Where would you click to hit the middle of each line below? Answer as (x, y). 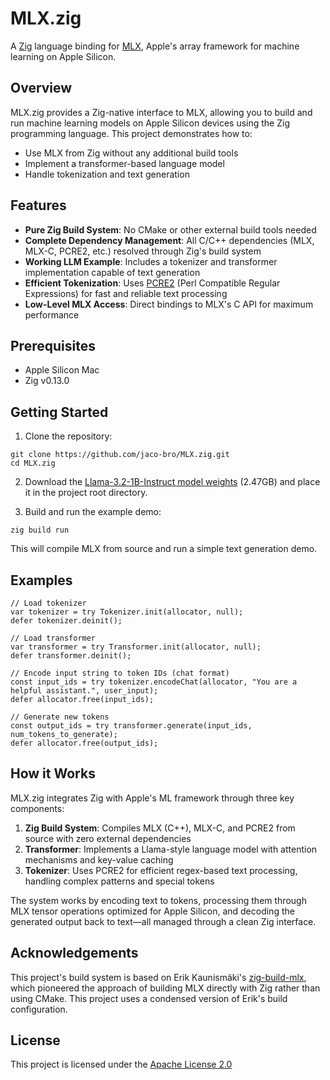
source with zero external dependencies (108, 838)
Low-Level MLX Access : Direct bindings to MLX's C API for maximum (169, 304)
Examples (41, 580)
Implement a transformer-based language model (124, 163)
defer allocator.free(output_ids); (84, 743)
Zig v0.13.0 (47, 381)
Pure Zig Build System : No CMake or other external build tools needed (170, 229)
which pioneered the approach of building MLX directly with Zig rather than (165, 988)
